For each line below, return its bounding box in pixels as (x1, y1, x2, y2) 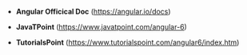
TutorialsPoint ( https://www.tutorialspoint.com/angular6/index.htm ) (15, 37, 240, 47)
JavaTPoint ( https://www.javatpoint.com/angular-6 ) (15, 22, 188, 31)
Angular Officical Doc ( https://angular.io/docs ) (15, 7, 171, 16)
